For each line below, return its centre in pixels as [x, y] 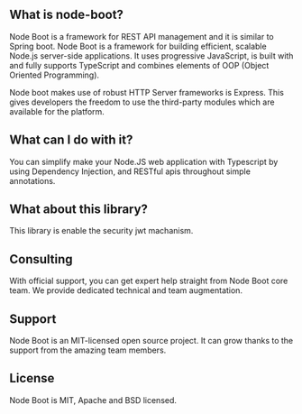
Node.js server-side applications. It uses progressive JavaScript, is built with [151, 55]
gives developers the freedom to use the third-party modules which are [142, 102]
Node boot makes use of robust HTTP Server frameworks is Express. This [146, 92]
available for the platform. [57, 111]
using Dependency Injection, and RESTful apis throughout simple [130, 171]
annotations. [32, 180]
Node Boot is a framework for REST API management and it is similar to [142, 36]
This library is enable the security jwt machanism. [101, 231]
